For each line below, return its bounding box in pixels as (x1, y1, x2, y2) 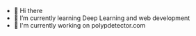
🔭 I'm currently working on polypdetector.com (13, 21, 146, 29)
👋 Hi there (13, 7, 43, 15)
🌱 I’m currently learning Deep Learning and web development (13, 14, 190, 22)
